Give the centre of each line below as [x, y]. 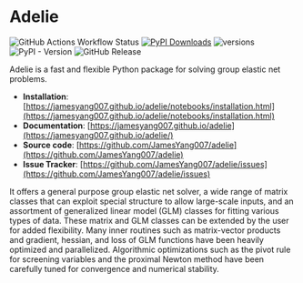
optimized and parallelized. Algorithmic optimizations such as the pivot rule [150, 249]
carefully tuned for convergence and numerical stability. [115, 268]
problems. [28, 78]
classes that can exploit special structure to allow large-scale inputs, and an [151, 201]
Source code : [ [51, 145]
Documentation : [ [56, 126]
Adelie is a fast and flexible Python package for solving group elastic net [145, 69]
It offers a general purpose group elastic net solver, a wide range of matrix [149, 191]
